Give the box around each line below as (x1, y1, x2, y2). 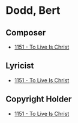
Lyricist (5, 61, 34, 71)
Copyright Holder (5, 94, 72, 104)
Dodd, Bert (5, 4, 61, 17)
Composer (5, 28, 46, 38)
